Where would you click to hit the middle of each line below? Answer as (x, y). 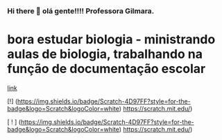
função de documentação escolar (106, 69)
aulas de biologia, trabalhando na (105, 54)
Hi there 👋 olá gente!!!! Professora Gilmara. (81, 11)
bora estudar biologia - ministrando (111, 40)
